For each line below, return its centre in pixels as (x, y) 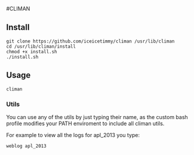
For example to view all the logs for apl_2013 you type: (73, 135)
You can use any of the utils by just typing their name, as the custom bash (97, 117)
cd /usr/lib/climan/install (41, 46)
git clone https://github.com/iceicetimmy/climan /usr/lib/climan (90, 41)
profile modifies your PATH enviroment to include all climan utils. (85, 123)
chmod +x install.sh (32, 51)
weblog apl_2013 (26, 146)
